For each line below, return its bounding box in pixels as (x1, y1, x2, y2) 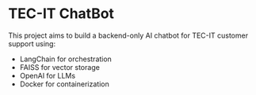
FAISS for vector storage (19, 62, 101, 71)
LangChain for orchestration (19, 54, 113, 64)
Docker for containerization (19, 79, 109, 89)
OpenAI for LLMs (19, 71, 76, 80)
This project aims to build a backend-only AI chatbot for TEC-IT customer (8, 31, 248, 40)
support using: (8, 38, 56, 48)
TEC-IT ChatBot (8, 5, 115, 23)
